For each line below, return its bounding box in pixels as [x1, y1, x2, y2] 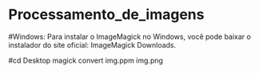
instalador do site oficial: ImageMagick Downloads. [8, 40, 177, 49]
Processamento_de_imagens [8, 6, 205, 24]
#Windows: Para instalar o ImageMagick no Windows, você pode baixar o [8, 32, 252, 41]
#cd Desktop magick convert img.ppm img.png [8, 56, 164, 65]
